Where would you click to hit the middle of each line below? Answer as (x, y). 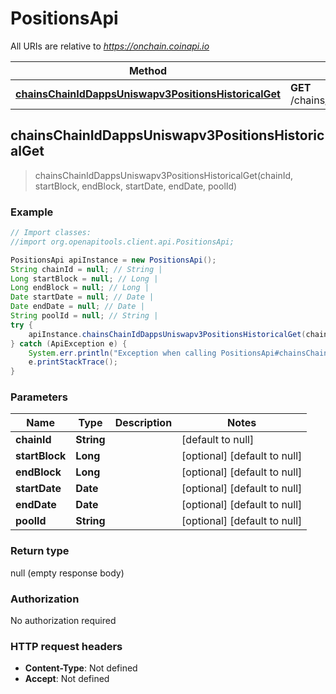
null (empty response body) (67, 573)
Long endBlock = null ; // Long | (80, 288)
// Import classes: (51, 233)
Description (143, 423)
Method (148, 70)
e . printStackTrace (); (73, 362)
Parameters (39, 397)
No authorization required (63, 621)
